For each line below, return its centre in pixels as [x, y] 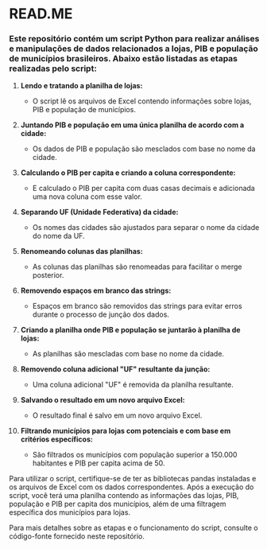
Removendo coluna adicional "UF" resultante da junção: [115, 369]
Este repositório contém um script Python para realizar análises [134, 39]
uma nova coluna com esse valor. [87, 197]
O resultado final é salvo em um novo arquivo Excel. [117, 415]
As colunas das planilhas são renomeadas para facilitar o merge [137, 267]
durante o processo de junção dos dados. [101, 314]
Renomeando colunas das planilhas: [82, 251]
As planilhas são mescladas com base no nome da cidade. [128, 354]
